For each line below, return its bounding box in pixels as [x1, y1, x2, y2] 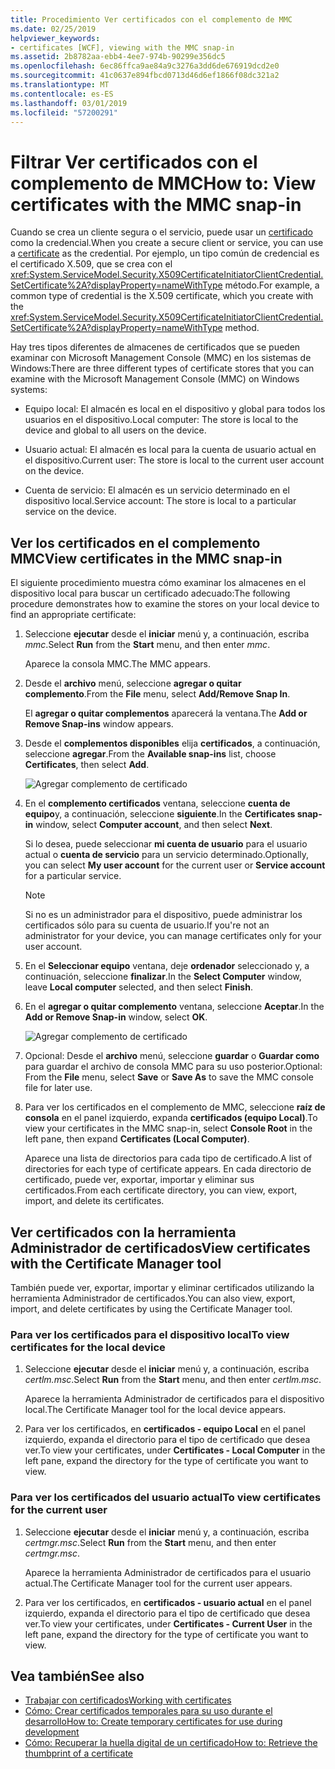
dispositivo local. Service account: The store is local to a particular [24, 495, 297, 507]
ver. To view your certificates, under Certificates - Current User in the [24, 1617, 313, 1630]
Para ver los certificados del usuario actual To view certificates [10, 1491, 322, 1505]
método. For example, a [224, 279, 320, 291]
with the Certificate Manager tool [10, 1255, 222, 1272]
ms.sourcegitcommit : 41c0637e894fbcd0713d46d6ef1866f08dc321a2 [10, 71, 280, 81]
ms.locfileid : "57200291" [10, 107, 118, 118]
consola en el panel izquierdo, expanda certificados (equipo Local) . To [24, 1112, 318, 1124]
